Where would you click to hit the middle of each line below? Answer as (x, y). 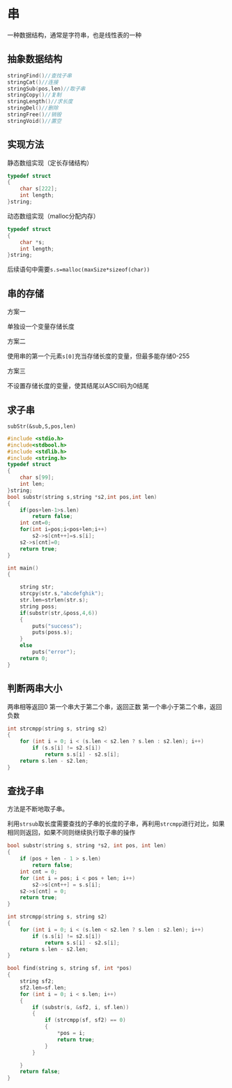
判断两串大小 (35, 688)
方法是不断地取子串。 (38, 809)
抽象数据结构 (35, 59)
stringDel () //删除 (33, 108)
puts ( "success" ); (57, 626)
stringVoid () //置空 (34, 121)
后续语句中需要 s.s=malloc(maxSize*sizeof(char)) (79, 269)
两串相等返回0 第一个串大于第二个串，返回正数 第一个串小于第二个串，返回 (115, 706)
